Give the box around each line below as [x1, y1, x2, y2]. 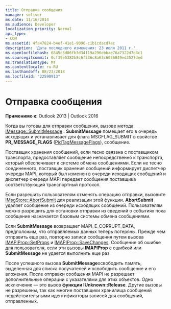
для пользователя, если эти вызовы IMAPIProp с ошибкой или [5, 245, 142, 251]
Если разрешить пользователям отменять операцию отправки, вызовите [5, 191, 166, 197]
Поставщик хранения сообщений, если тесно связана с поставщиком [5, 149, 158, 155]
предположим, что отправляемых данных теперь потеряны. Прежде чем [5, 228, 166, 234]
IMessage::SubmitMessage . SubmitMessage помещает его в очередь [5, 128, 157, 134]
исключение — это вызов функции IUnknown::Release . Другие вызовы [5, 281, 162, 288]
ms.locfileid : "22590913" [5, 74, 60, 79]
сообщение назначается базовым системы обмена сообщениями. [5, 213, 151, 219]
